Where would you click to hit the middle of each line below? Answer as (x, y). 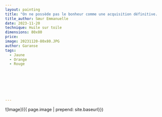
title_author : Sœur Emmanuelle (37, 19)
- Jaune (17, 55)
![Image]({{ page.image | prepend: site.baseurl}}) (54, 110)
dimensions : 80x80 (24, 32)
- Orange (18, 59)
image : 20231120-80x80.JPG (32, 41)
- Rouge (17, 64)
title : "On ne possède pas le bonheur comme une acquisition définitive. (81, 14)
